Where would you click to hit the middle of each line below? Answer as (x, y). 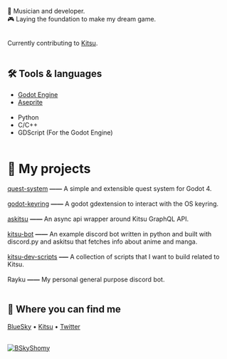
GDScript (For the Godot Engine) (65, 132)
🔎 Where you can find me (64, 309)
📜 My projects (49, 169)
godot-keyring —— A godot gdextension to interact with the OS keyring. (113, 204)
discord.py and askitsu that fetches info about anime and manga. (102, 241)
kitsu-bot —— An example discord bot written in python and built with (110, 234)
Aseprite (30, 102)
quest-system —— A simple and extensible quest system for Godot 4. (110, 188)
